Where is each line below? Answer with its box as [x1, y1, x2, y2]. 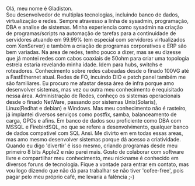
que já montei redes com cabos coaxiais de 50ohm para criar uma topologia [6, 55, 190, 62]
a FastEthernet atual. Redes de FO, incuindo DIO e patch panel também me [6, 73, 186, 80]
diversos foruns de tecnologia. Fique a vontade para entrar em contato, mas [6, 161, 189, 168]
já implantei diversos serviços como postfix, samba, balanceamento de [6, 111, 177, 118]
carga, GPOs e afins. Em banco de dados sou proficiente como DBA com [6, 117, 182, 124]
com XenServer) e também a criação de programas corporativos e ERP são [6, 42, 187, 49]
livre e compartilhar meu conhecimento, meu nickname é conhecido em [6, 155, 179, 161]
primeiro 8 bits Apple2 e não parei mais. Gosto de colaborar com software [6, 148, 184, 155]
